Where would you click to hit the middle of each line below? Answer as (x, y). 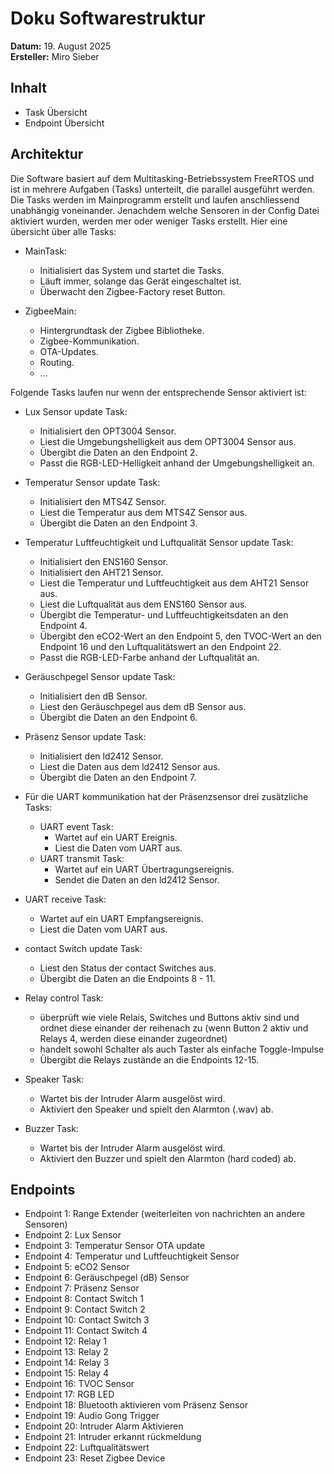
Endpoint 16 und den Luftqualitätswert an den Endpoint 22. (160, 646)
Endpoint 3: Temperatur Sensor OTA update (115, 1246)
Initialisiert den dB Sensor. (93, 696)
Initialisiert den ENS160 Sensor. (104, 561)
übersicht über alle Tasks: (63, 231)
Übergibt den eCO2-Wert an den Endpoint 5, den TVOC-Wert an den (180, 636)
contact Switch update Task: (83, 948)
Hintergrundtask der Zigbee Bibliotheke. (122, 330)
